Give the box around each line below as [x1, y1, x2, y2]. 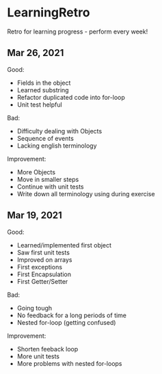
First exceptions [16, 263, 63, 271]
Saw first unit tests [16, 248, 70, 256]
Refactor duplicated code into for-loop [16, 93, 125, 101]
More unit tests [16, 352, 60, 360]
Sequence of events [16, 134, 74, 142]
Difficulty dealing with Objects [16, 126, 103, 135]
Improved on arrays [16, 255, 72, 264]
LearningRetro [7, 5, 90, 21]
